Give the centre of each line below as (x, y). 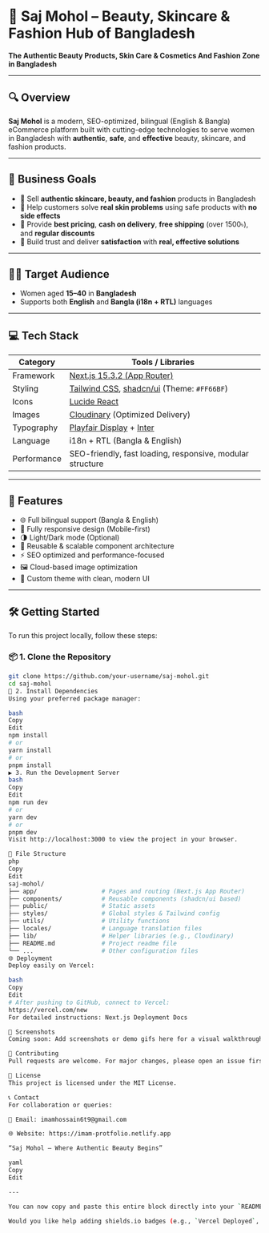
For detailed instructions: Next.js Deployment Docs (98, 1017)
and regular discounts (57, 233)
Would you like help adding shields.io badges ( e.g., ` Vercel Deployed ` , (134, 1221)
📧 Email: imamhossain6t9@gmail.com (68, 1119)
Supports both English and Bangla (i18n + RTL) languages (116, 302)
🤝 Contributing (34, 1054)
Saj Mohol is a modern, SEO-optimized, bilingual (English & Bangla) (119, 121)
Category (37, 362)
